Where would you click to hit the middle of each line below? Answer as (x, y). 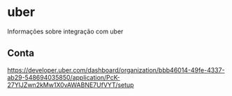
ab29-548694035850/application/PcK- (64, 77)
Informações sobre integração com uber (65, 31)
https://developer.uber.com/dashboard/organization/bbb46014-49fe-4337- (116, 70)
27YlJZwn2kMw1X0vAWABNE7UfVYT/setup (71, 85)
